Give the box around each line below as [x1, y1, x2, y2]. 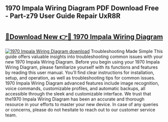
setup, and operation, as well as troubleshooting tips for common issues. [5, 75, 155, 80]
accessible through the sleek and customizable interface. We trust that [5, 91, 151, 96]
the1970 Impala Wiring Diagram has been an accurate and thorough [5, 96, 144, 102]
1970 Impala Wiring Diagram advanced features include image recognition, [5, 80, 159, 86]
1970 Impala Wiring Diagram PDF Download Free [5, 4, 159, 12]
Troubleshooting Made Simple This [91, 48, 163, 54]
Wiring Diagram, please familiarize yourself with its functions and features [5, 64, 158, 70]
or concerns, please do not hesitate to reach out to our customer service [5, 107, 155, 112]
